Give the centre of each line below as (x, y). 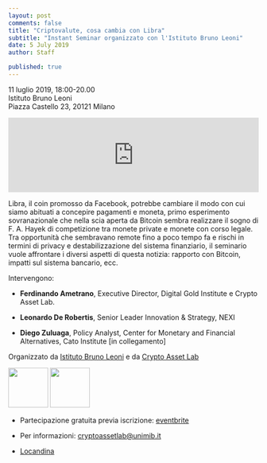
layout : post (30, 16)
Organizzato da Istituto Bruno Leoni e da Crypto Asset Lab (104, 356)
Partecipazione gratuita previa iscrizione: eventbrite (104, 420)
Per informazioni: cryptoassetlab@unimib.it (90, 435)
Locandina (37, 451)
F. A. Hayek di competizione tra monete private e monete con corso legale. (131, 228)
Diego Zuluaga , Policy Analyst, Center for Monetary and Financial (128, 333)
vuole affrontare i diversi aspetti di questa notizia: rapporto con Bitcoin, (124, 254)
